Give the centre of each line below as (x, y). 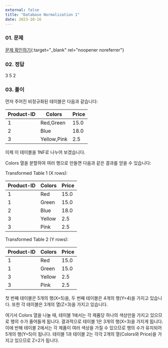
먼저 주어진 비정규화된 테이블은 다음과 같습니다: (52, 102)
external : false (22, 10)
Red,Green (53, 123)
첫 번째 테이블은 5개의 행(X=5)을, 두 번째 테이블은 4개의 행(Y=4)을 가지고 (77, 298)
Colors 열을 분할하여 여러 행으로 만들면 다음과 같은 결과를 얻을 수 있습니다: (78, 163)
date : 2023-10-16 (23, 19)
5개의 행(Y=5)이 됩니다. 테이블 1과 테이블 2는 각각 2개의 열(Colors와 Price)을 (81, 334)
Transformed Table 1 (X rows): (36, 173)
